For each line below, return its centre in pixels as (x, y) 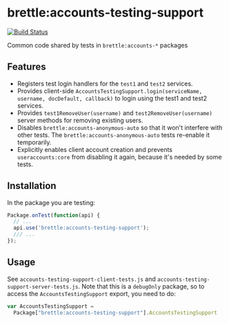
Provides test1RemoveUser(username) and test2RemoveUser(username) (114, 112)
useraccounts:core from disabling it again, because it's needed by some (119, 157)
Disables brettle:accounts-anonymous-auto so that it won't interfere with (120, 127)
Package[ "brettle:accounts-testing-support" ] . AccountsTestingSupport (115, 313)
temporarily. (34, 142)
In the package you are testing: (51, 202)
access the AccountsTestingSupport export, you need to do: (91, 293)
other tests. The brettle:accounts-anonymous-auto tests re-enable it (113, 135)
